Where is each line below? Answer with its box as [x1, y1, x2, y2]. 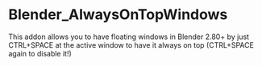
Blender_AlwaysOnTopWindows [8, 6, 228, 24]
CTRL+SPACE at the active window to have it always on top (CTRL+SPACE [8, 40, 254, 49]
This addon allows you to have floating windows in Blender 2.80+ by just [8, 32, 250, 41]
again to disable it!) [8, 49, 73, 58]
